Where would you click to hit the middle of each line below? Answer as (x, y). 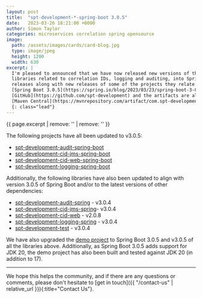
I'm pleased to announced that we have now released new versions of (100, 73)
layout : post (23, 12)
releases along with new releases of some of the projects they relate (103, 85)
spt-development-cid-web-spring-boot (63, 160)
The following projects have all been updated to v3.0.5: (74, 135)
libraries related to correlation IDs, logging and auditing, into (98, 79)
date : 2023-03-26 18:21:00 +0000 (51, 23)
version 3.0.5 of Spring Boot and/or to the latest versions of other (87, 184)
